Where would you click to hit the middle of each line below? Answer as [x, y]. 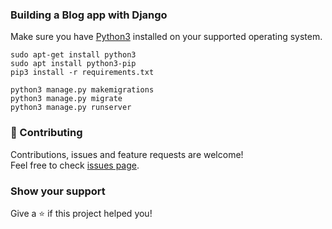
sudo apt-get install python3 [73, 55]
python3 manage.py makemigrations [82, 90]
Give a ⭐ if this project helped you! [81, 213]
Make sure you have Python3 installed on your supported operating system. [166, 37]
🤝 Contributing [46, 133]
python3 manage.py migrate [66, 99]
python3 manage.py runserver [71, 108]
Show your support [58, 191]
